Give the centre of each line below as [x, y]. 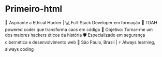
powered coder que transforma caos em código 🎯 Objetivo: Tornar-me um [79, 29]
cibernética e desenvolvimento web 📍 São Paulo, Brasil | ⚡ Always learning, [80, 42]
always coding [19, 49]
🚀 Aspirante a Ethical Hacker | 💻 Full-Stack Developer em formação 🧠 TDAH [81, 22]
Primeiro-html [34, 9]
